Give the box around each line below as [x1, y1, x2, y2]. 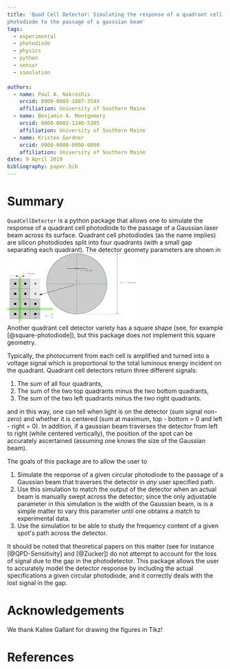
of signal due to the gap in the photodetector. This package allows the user [7, 556, 220, 565]
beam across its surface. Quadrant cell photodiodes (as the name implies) [7, 231, 216, 239]
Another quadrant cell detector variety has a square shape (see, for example [7, 324, 223, 332]
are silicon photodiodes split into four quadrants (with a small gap [7, 238, 192, 247]
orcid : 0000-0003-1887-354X [19, 98, 100, 105]
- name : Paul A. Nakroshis [13, 91, 91, 98]
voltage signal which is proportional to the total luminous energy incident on [7, 359, 222, 367]
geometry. [7, 338, 36, 346]
